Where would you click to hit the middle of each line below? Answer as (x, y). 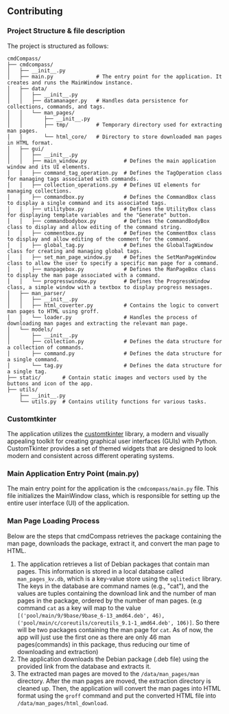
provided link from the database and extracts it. (84, 666)
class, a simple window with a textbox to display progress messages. (110, 287)
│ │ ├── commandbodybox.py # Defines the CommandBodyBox (109, 221)
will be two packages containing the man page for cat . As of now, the (115, 629)
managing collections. (39, 191)
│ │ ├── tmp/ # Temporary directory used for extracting (115, 125)
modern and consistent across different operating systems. (91, 455)
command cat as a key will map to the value (79, 607)
